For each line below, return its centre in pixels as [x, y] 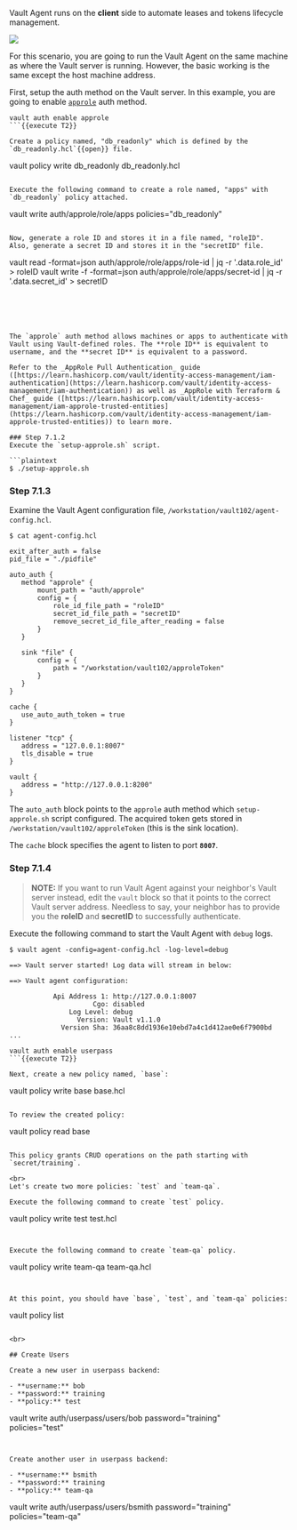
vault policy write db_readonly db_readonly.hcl [95, 165]
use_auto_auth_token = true [73, 715]
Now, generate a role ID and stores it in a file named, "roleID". [137, 238]
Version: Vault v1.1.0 [119, 1020]
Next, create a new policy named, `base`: [89, 1074]
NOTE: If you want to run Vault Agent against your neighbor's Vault [154, 887]
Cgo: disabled [119, 1004]
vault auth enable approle [59, 118]
